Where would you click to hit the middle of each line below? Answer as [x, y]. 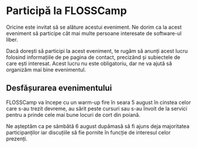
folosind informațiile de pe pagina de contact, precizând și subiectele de [93, 57]
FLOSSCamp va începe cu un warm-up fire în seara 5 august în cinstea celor [98, 102]
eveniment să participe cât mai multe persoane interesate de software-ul [94, 33]
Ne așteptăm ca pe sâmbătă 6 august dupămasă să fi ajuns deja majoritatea [98, 126]
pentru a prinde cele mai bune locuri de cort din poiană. [73, 115]
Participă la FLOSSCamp [67, 11]
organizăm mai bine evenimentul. [46, 69]
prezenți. [17, 139]
